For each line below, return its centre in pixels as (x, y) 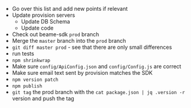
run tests (23, 53)
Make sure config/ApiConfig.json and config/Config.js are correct (96, 66)
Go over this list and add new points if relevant (70, 9)
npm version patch (35, 80)
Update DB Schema (46, 21)
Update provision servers (44, 15)
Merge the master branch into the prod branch (69, 41)
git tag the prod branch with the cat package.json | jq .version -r (99, 92)
